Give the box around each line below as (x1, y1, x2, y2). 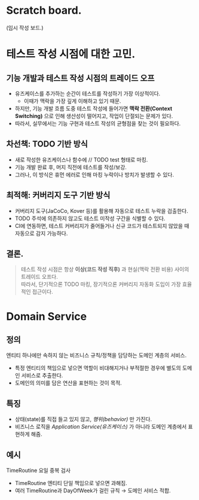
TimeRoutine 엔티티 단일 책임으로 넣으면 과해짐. (14, 480, 127, 486)
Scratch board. (6, 4, 82, 17)
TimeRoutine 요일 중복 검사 (6, 467, 71, 474)
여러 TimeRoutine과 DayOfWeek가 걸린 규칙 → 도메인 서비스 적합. (14, 487, 172, 494)
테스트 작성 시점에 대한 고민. (6, 47, 136, 61)
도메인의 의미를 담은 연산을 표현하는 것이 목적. (14, 379, 123, 386)
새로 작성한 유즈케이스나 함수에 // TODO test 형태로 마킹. (14, 156, 148, 163)
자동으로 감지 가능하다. (14, 230, 68, 237)
